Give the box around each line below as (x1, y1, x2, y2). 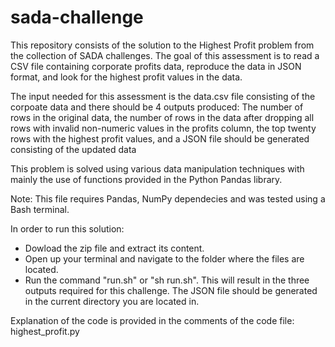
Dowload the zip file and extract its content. (24, 242, 205, 254)
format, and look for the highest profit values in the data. (10, 71, 243, 83)
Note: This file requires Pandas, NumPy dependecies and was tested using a (10, 192, 326, 205)
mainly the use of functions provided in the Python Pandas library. (10, 173, 283, 185)
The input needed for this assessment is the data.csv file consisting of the (10, 90, 316, 102)
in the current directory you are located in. (24, 295, 200, 307)
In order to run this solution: (10, 222, 125, 235)
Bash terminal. (10, 203, 70, 215)
